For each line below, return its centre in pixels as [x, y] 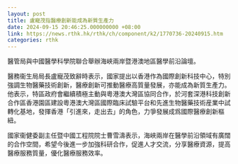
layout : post [27, 14]
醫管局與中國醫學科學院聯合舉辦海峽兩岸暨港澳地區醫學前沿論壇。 [103, 61]
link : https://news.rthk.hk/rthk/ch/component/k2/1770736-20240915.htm [115, 34]
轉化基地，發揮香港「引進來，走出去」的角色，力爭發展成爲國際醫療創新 [113, 112]
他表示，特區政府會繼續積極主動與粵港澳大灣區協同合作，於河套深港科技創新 [119, 94]
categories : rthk [33, 40]
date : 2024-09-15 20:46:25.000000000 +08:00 [74, 27]
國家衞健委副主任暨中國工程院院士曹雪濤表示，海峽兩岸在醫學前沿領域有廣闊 [119, 136]
